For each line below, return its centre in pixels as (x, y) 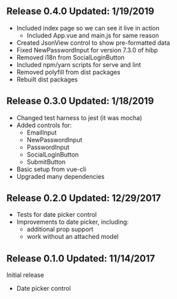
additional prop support (60, 229)
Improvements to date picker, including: (72, 222)
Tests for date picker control (56, 215)
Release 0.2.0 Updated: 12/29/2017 (84, 199)
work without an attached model (72, 237)
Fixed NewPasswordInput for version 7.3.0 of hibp (87, 50)
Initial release (25, 275)
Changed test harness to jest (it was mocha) (79, 117)
